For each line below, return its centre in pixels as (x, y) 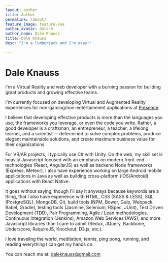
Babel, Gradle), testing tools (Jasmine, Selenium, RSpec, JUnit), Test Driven (84, 207)
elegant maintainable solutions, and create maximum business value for (80, 139)
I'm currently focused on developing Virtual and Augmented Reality (76, 102)
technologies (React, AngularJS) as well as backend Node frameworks (79, 165)
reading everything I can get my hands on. (49, 244)
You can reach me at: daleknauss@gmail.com (53, 254)
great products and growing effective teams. (52, 92)
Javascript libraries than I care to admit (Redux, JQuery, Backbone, (75, 223)
